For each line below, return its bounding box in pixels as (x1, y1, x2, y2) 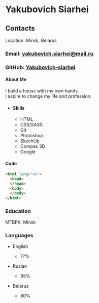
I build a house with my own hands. (5, 88, 79, 94)
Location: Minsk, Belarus (5, 37, 57, 43)
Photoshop (20, 133, 43, 139)
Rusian (12, 263, 27, 269)
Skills (12, 105, 25, 111)
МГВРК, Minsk (5, 219, 36, 225)
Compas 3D (20, 143, 46, 149)
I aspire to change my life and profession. (5, 93, 92, 99)
